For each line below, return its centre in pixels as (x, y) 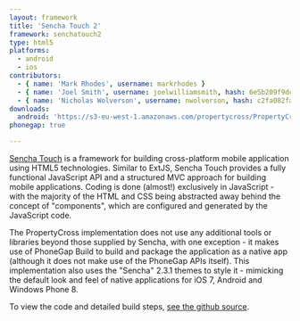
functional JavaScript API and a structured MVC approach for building (138, 177)
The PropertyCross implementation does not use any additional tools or (141, 232)
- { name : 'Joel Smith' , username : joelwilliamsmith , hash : (131, 92)
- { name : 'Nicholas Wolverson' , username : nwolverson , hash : (135, 100)
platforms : (29, 51)
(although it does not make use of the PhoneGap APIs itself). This (129, 261)
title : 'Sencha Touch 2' (55, 26)
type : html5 (31, 42)
